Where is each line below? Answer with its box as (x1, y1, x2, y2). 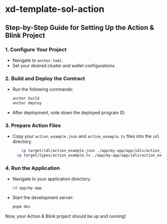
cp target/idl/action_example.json (21, 148, 95, 153)
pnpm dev (12, 204, 31, 210)
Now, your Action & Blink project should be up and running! (5, 213, 126, 220)
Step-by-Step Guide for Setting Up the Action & (5, 23, 155, 32)
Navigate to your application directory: (12, 176, 91, 182)
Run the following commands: (12, 86, 74, 93)
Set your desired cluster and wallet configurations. (12, 62, 116, 68)
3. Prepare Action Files (5, 122, 61, 129)
